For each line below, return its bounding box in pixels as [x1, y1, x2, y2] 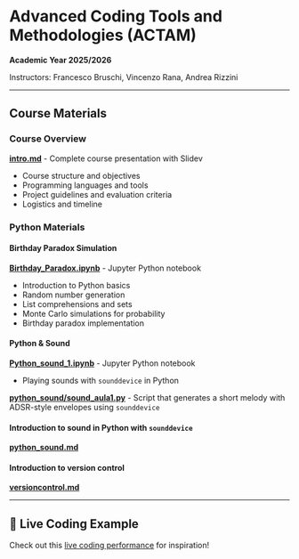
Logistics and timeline [21, 198, 103, 209]
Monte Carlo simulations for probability [21, 308, 166, 319]
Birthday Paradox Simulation [9, 243, 117, 254]
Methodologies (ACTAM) [9, 25, 198, 45]
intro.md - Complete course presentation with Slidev [9, 153, 203, 164]
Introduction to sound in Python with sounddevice [9, 422, 193, 433]
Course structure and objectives [21, 170, 141, 181]
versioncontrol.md [9, 482, 80, 493]
